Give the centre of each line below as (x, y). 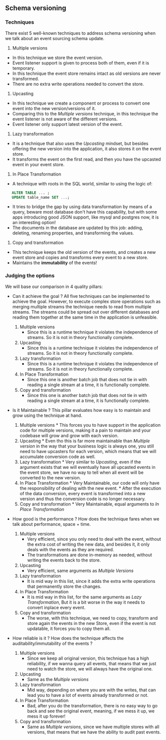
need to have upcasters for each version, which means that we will (88, 451)
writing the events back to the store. (64, 560)
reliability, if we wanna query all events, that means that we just (92, 663)
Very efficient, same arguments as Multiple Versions (80, 570)
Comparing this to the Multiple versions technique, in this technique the (85, 114)
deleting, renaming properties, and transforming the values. (73, 233)
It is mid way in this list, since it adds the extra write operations (91, 581)
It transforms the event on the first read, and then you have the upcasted (86, 159)
